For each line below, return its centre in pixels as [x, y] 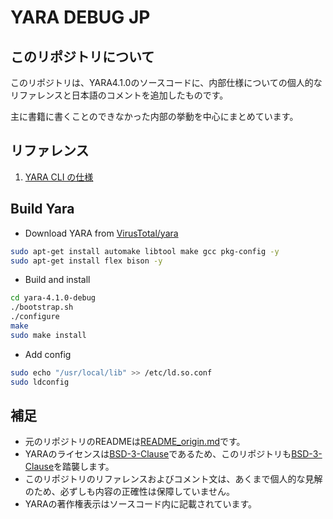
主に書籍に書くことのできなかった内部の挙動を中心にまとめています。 [154, 116]
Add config [48, 354]
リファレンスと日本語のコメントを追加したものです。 [119, 95]
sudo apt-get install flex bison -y [86, 261]
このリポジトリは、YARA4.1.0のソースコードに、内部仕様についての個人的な [166, 82]
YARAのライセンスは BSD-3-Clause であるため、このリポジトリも [158, 454]
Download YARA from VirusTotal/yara [101, 233]
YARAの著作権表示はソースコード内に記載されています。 [141, 504]
